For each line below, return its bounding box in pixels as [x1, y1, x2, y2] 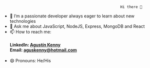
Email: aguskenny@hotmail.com [9, 47, 77, 53]
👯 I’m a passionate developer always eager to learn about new [9, 13, 135, 19]
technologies [9, 18, 36, 24]
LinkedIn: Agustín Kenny [9, 42, 61, 48]
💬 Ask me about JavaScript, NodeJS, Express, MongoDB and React [9, 23, 145, 29]
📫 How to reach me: [9, 29, 52, 34]
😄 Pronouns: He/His [9, 58, 51, 64]
